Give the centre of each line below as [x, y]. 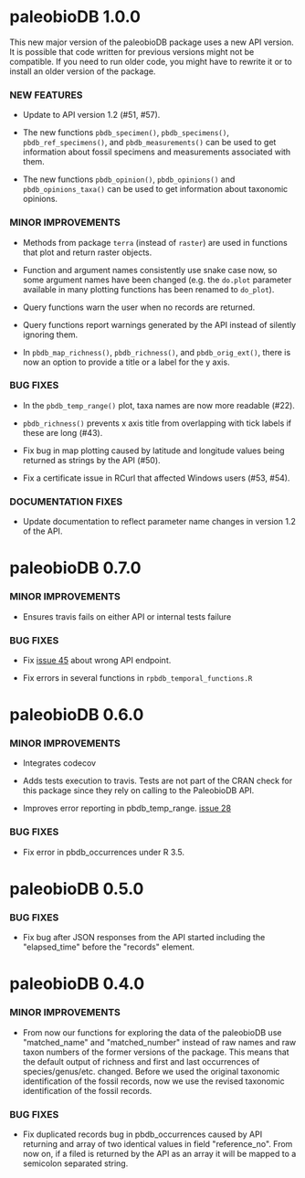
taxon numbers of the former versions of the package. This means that [156, 1052]
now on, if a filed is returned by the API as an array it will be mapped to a [159, 1153]
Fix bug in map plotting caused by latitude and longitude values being [153, 451]
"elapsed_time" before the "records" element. [108, 947]
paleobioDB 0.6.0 [77, 715]
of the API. [42, 531]
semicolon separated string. [75, 1163]
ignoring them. [50, 334]
